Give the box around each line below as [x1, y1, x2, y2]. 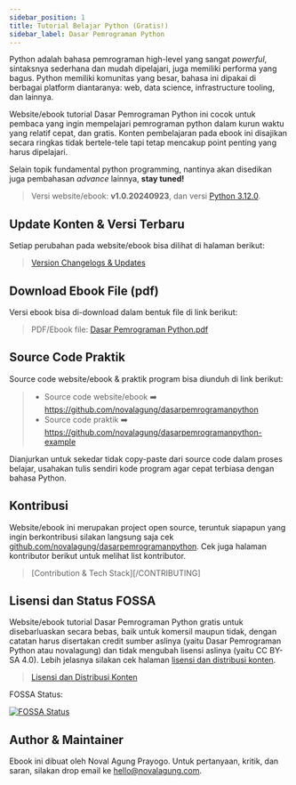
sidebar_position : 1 [9, 12, 86, 22]
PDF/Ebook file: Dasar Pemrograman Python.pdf [30, 324, 209, 335]
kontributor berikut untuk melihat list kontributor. [9, 550, 187, 561]
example [44, 436, 76, 447]
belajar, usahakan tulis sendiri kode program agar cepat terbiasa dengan [9, 463, 275, 473]
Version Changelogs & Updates [30, 257, 147, 268]
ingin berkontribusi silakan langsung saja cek [9, 531, 174, 542]
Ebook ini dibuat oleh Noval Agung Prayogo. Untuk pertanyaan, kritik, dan [9, 756, 279, 766]
